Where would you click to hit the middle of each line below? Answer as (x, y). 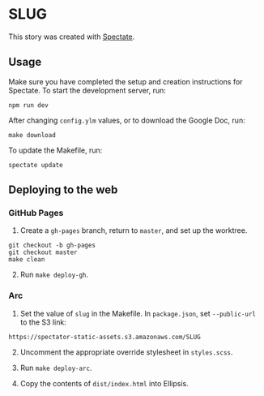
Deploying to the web (63, 190)
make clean (27, 260)
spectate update (36, 165)
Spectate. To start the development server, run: (87, 90)
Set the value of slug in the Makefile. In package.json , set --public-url (138, 313)
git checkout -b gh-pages (52, 245)
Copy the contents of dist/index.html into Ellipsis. (104, 383)
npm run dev (28, 105)
